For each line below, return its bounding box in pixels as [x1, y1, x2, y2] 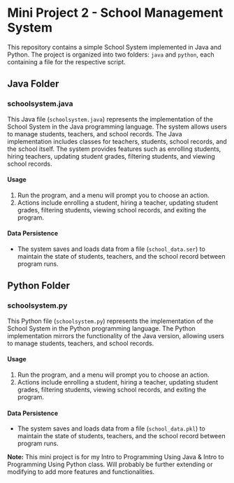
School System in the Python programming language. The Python [7, 324, 196, 333]
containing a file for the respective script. [7, 57, 126, 66]
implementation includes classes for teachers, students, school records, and [7, 137, 227, 145]
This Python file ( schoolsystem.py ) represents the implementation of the [7, 317, 214, 325]
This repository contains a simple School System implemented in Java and [7, 43, 221, 51]
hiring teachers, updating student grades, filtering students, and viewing [7, 152, 215, 160]
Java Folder [7, 78, 59, 90]
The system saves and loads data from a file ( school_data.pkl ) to [17, 424, 206, 433]
